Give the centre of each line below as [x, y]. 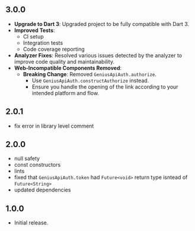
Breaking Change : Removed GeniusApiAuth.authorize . [90, 74]
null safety [27, 158]
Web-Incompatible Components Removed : [68, 68]
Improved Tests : [34, 30]
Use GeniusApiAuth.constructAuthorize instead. [90, 80]
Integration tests [43, 43]
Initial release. [31, 223]
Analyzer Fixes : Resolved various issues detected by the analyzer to [98, 55]
